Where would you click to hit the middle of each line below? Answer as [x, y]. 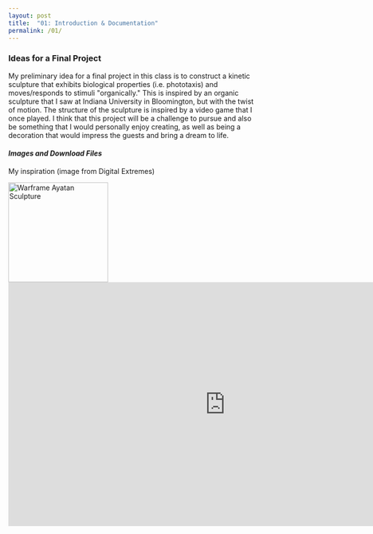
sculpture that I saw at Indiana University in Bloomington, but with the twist [131, 101]
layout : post [30, 16]
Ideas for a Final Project [55, 58]
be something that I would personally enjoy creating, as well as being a [125, 127]
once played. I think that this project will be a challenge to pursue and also [130, 118]
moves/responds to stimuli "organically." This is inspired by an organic [124, 93]
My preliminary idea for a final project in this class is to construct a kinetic [130, 76]
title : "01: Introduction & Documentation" [83, 23]
